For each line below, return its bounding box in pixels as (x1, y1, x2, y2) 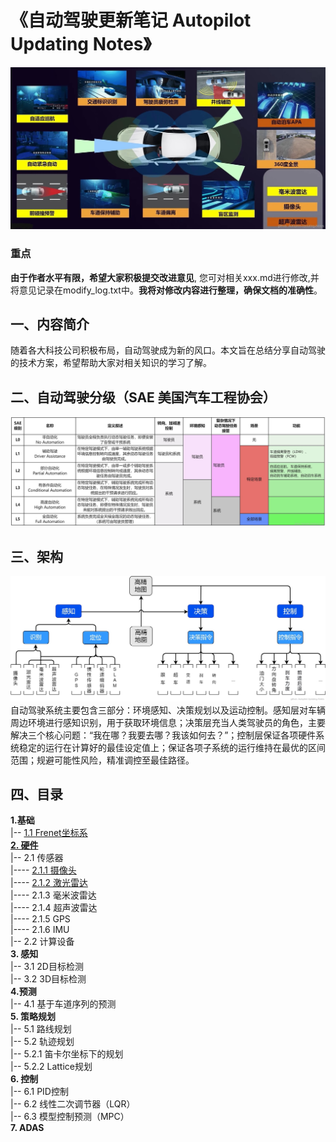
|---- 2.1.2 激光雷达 (10, 877, 88, 889)
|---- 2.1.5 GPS (10, 913, 71, 925)
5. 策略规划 (10, 1011, 56, 1023)
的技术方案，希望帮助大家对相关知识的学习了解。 (10, 357, 212, 369)
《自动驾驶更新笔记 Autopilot (10, 9, 252, 32)
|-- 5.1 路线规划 (10, 1023, 72, 1035)
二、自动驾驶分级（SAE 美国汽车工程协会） (10, 389, 277, 406)
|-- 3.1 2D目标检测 (10, 961, 84, 973)
